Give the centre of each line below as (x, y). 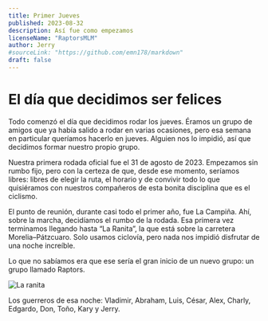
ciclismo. (23, 196)
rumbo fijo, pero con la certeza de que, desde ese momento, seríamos (124, 170)
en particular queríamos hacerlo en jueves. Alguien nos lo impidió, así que (130, 138)
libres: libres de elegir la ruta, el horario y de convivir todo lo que (114, 179)
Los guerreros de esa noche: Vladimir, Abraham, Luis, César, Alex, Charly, (130, 300)
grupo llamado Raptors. (47, 269)
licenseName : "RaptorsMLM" (53, 38)
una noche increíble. (42, 245)
